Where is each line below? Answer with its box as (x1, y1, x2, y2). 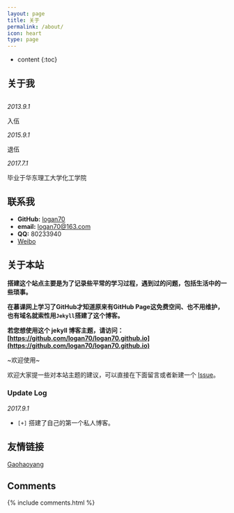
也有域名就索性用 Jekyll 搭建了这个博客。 (7, 311, 124, 320)
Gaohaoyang (7, 460, 44, 468)
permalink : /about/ (7, 23, 64, 30)
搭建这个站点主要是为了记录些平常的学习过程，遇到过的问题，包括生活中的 (7, 278, 221, 287)
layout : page (7, 10, 45, 17)
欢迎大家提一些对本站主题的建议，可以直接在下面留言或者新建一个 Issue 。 (7, 371, 219, 379)
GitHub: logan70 (17, 214, 65, 223)
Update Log (7, 388, 47, 398)
